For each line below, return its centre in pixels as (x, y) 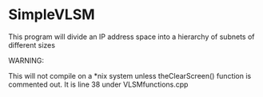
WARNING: (26, 60)
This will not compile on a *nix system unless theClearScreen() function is (130, 76)
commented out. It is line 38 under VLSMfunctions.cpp (98, 84)
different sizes (32, 45)
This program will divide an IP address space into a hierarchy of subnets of (131, 37)
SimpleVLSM (52, 15)
